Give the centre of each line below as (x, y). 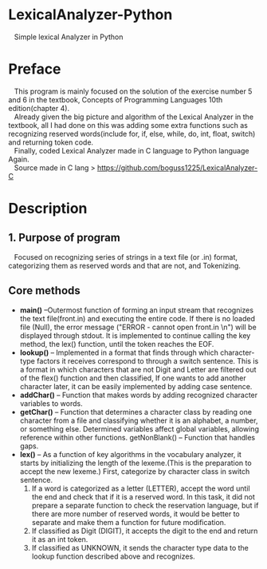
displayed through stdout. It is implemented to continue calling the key (135, 335)
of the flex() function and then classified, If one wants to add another (133, 378)
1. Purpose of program (65, 238)
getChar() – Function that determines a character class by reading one (136, 412)
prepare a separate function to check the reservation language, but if (145, 505)
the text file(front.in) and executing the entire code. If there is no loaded (137, 318)
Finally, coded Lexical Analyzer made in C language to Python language (132, 150)
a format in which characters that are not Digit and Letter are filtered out (138, 369)
